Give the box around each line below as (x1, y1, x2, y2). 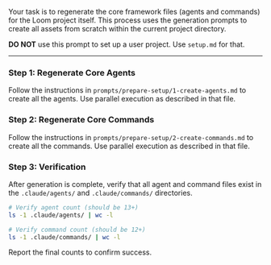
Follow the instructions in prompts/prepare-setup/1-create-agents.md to (8, 85, 247, 95)
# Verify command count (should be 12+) (8, 226, 147, 234)
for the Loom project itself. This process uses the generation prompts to (8, 15, 248, 25)
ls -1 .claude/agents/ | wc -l (8, 211, 114, 219)
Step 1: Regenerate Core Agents (8, 67, 135, 78)
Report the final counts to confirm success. (8, 247, 152, 257)
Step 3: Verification (8, 161, 86, 172)
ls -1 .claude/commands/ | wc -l (8, 233, 121, 241)
